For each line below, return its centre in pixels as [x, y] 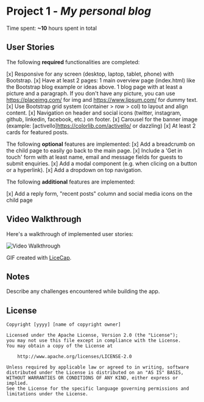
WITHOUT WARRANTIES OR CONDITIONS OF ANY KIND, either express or [92, 378]
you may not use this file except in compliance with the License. [94, 341]
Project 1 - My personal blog [79, 11]
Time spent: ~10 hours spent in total [52, 28]
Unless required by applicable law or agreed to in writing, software [98, 367]
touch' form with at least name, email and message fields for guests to [95, 157]
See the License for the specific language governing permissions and [98, 389]
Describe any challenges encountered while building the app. [83, 292]
